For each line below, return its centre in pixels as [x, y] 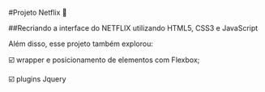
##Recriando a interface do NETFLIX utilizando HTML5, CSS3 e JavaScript [133, 28]
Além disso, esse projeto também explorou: [81, 44]
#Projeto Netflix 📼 [38, 13]
